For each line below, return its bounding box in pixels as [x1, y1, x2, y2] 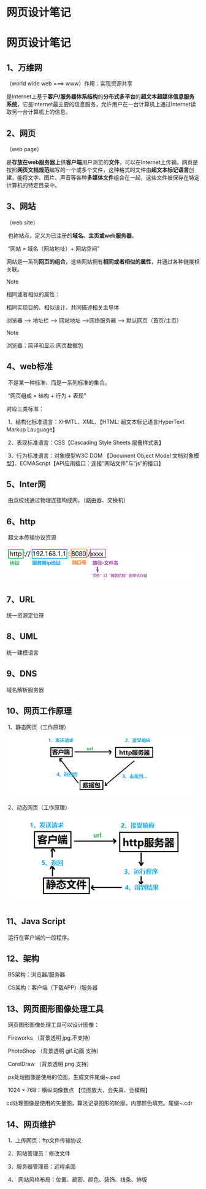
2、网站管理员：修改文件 [7, 1150, 71, 1157]
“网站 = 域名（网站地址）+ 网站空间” [7, 245, 100, 252]
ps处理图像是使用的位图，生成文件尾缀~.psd [7, 1073, 120, 1081]
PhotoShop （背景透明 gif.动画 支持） [7, 1047, 102, 1054]
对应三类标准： [6, 405, 44, 412]
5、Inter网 [6, 479, 46, 490]
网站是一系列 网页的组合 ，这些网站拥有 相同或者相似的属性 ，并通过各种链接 [6, 257, 194, 265]
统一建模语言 [6, 649, 39, 656]
